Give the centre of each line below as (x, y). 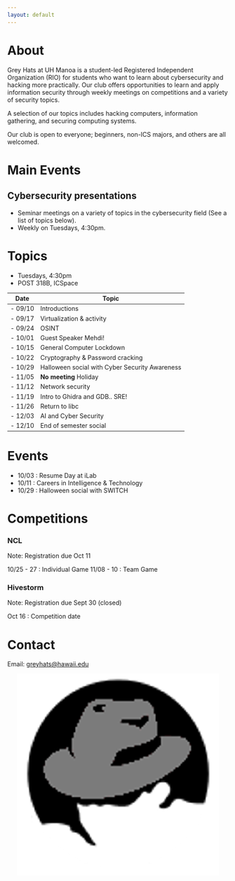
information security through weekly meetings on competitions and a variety (117, 92)
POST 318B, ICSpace (48, 283)
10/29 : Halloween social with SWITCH (73, 490)
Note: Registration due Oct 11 (49, 556)
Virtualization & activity (73, 318)
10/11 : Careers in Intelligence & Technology (80, 483)
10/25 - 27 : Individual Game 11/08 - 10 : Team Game (82, 570)
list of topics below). (47, 220)
